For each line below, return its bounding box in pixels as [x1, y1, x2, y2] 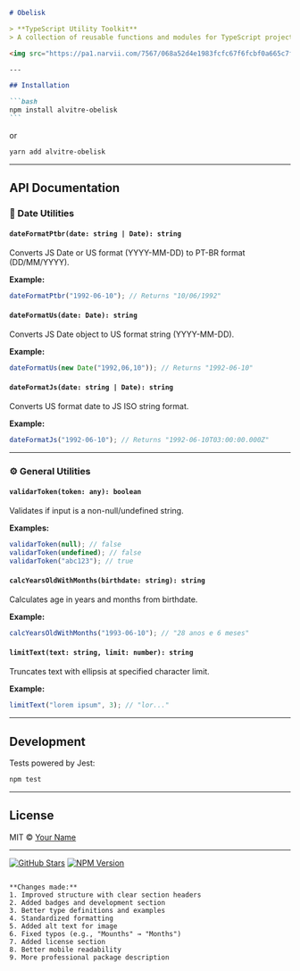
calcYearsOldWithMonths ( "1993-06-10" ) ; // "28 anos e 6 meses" [9, 629, 250, 638]
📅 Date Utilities [9, 207, 74, 220]
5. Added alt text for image [9, 921, 118, 931]
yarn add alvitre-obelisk [9, 147, 105, 156]
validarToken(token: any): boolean [9, 487, 142, 496]
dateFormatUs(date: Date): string [9, 311, 138, 320]
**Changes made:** [9, 883, 78, 891]
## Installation [9, 81, 70, 90]
